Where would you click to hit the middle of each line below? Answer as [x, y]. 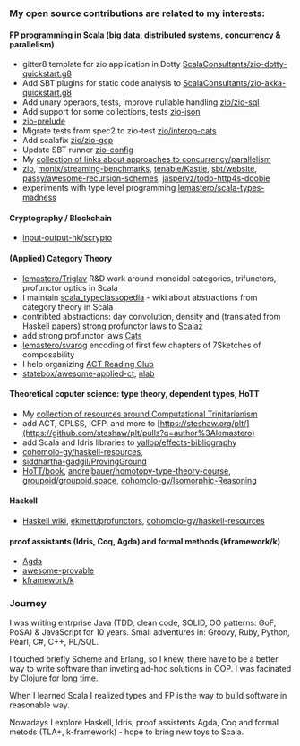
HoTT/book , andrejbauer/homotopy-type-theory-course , [126, 471]
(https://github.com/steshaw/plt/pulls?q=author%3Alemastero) [138, 433]
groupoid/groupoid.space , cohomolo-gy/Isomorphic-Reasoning [139, 480]
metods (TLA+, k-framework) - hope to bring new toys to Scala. [127, 732]
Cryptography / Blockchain [60, 218]
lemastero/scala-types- [221, 188]
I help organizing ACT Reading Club [88, 364]
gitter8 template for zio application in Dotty [101, 64]
